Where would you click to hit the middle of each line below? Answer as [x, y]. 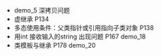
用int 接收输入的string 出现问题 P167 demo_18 [80, 36]
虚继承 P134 [31, 19]
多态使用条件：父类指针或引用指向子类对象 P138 [84, 28]
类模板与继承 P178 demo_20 [55, 45]
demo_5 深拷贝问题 [42, 10]
